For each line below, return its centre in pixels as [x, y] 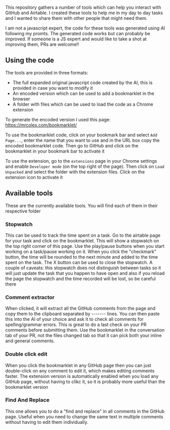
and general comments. [30, 341]
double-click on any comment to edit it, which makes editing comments [80, 371]
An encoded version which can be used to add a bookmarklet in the [83, 93]
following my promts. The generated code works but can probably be [78, 33]
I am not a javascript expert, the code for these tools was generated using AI [85, 28]
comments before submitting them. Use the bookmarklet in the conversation [85, 330]
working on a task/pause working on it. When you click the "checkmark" [81, 251]
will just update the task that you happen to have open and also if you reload [85, 273]
